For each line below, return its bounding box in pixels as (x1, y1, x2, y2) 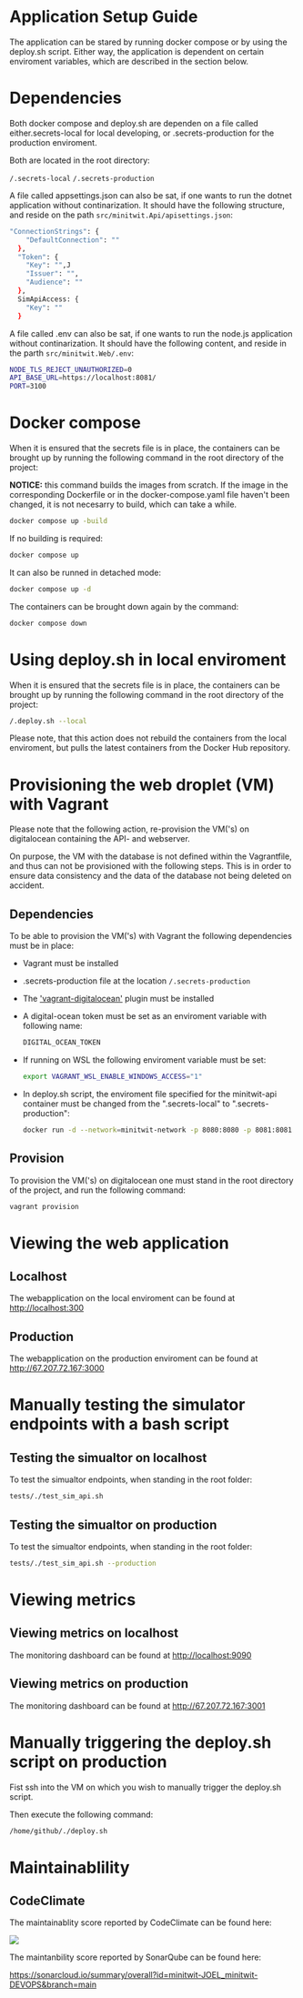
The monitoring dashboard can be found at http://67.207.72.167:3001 (9, 1700, 266, 1711)
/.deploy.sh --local (9, 716, 88, 725)
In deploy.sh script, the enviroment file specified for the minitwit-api (22, 1088, 278, 1099)
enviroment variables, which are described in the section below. (9, 55, 248, 66)
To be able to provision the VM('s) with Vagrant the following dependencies (9, 931, 293, 942)
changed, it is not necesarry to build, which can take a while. (9, 499, 237, 510)
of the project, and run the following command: (9, 1185, 187, 1196)
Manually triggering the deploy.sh (9, 1731, 272, 1752)
